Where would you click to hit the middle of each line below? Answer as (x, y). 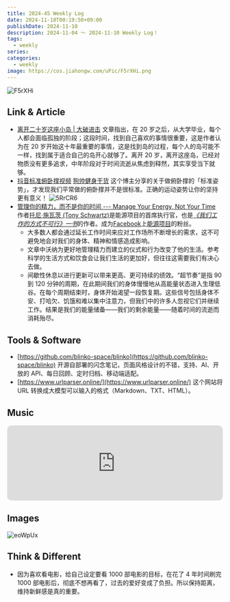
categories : (24, 58)
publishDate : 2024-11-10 (42, 26)
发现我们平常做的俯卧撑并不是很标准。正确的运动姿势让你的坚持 (128, 189)
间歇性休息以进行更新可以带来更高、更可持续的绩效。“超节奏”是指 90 (125, 275)
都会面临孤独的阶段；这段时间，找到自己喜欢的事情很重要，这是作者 (119, 138)
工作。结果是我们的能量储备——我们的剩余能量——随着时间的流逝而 (123, 310)
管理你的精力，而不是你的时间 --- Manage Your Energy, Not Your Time (116, 207)
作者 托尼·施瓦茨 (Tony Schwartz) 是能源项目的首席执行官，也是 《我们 (114, 215)
